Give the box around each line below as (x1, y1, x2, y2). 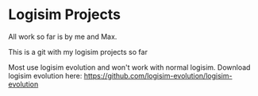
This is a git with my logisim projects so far (8, 47, 148, 56)
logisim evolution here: (8, 71, 83, 80)
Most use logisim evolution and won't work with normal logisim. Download (8, 62, 251, 72)
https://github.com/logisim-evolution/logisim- (83, 71, 233, 80)
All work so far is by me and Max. (8, 32, 117, 41)
